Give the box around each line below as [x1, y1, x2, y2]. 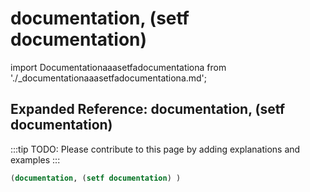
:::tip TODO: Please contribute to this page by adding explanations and [10, 143, 301, 155]
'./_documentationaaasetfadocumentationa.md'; [10, 72, 208, 84]
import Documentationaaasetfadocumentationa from [10, 61, 227, 73]
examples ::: [10, 153, 61, 166]
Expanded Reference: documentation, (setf [10, 101, 286, 118]
